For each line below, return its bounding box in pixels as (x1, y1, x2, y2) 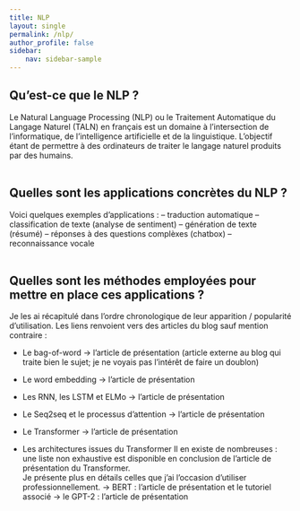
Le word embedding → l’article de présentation (21, 374, 195, 385)
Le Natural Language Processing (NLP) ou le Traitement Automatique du (9, 111, 276, 122)
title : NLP (9, 13, 50, 22)
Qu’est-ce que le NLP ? (9, 88, 140, 103)
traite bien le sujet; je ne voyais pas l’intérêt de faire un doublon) (21, 357, 260, 368)
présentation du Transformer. (21, 463, 131, 473)
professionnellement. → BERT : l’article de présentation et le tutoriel (21, 481, 271, 493)
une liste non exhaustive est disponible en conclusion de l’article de (21, 454, 271, 464)
